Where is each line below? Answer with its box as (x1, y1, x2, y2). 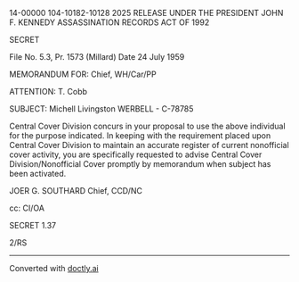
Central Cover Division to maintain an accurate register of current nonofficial (9, 140, 289, 150)
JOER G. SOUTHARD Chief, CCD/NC (9, 186, 142, 195)
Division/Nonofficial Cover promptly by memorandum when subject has (9, 159, 271, 169)
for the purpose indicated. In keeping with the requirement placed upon (9, 130, 271, 141)
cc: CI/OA (9, 203, 44, 213)
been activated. (9, 169, 67, 178)
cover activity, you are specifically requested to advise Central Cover (9, 149, 263, 160)
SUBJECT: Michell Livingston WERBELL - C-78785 (9, 104, 194, 114)
